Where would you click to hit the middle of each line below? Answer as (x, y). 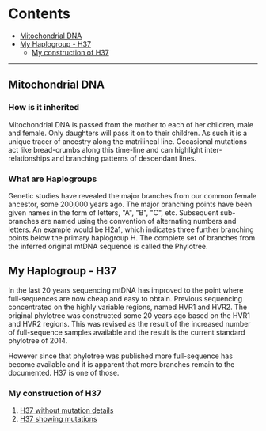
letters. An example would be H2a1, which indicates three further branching (131, 229)
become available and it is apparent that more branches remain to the (122, 364)
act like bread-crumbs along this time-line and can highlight (106, 149)
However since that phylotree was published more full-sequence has (121, 356)
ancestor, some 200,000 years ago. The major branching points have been (130, 204)
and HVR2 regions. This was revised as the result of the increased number (129, 323)
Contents (40, 14)
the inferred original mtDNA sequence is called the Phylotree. (108, 246)
